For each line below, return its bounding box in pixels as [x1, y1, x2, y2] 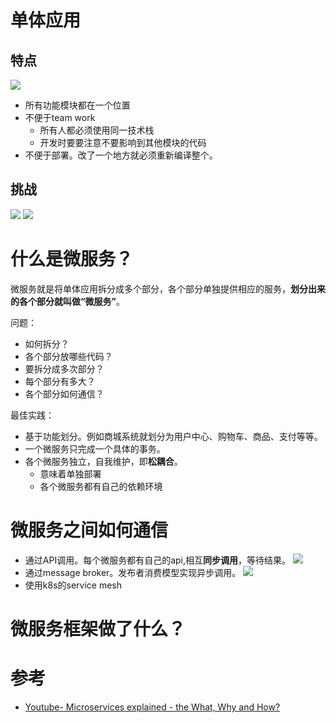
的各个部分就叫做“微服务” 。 [10, 295, 126, 307]
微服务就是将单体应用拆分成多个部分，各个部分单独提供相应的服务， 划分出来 [10, 282, 326, 295]
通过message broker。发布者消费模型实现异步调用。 [24, 566, 242, 578]
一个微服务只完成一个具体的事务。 [24, 442, 166, 455]
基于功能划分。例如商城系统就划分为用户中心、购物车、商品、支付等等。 [24, 430, 323, 442]
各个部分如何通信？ [24, 387, 105, 400]
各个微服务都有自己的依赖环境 [39, 480, 163, 492]
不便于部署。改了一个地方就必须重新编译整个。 [24, 149, 218, 161]
